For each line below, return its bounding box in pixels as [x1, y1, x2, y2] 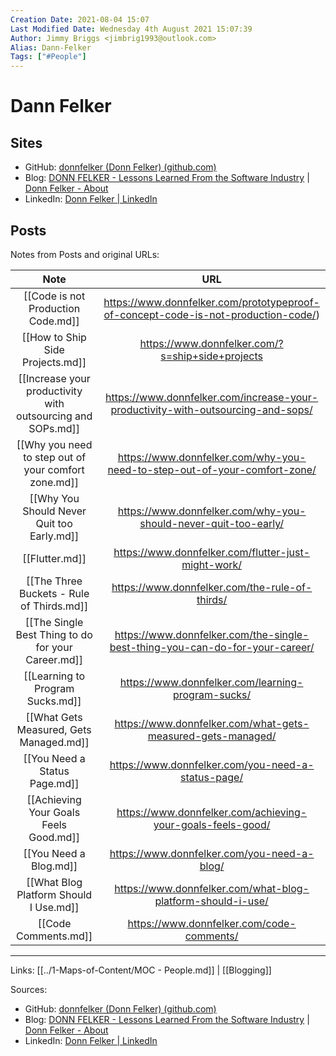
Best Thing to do [15, 627, 93, 641]
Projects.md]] [22, 355, 87, 369]
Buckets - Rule [18, 586, 90, 600]
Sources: [10, 983, 48, 995]
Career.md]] [25, 652, 83, 666]
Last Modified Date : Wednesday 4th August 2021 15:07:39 [10, 24, 253, 34]
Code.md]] [28, 314, 80, 328]
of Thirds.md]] [20, 599, 89, 613]
